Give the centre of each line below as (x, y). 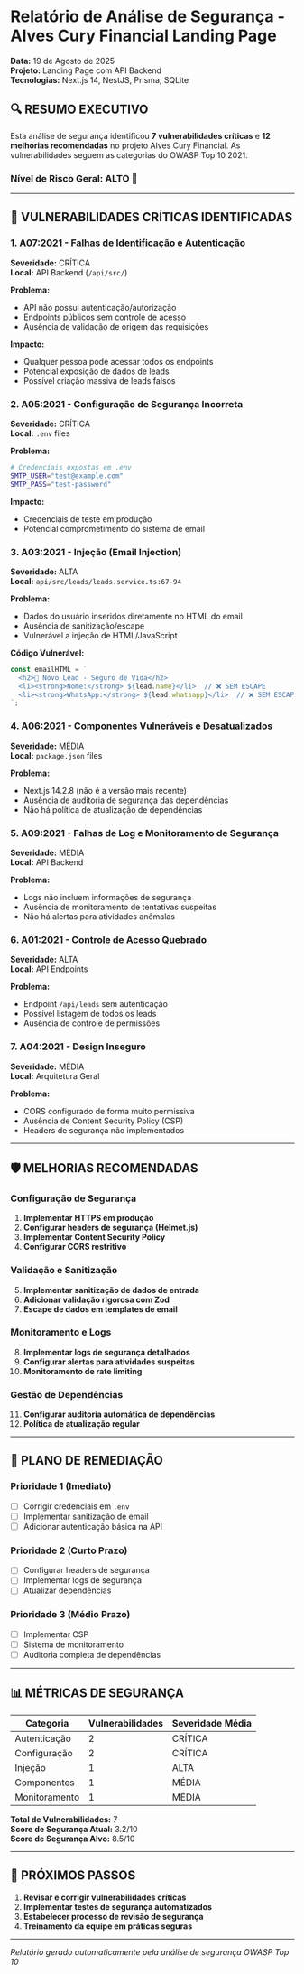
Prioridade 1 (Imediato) (61, 1486)
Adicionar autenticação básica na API (93, 1526)
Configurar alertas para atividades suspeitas (109, 1362)
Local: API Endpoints (49, 969)
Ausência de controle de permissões (92, 1023)
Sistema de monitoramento (74, 1644)
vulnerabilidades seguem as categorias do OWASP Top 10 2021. (129, 154)
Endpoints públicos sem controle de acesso (105, 317)
